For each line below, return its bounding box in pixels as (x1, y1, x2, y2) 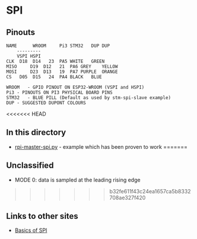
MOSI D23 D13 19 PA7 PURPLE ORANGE (6, 69, 118, 75)
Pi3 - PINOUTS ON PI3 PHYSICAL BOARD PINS (6, 90, 113, 95)
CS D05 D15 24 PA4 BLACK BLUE (6, 74, 102, 80)
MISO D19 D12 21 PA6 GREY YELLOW (6, 63, 118, 69)
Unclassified (6, 161, 54, 171)
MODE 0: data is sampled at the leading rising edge (14, 176, 141, 183)
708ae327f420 (109, 194, 146, 201)
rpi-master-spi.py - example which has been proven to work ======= (14, 143, 188, 150)
